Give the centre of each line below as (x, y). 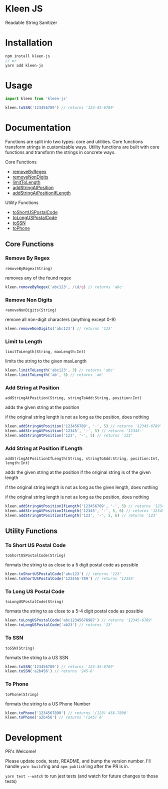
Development (34, 737)
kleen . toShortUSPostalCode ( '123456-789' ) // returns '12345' (70, 579)
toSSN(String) (20, 648)
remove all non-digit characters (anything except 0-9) (60, 319)
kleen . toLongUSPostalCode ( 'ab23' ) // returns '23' (59, 625)
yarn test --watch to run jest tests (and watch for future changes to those (82, 776)
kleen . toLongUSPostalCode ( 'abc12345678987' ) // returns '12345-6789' (79, 620)
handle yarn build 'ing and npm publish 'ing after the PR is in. (67, 766)
